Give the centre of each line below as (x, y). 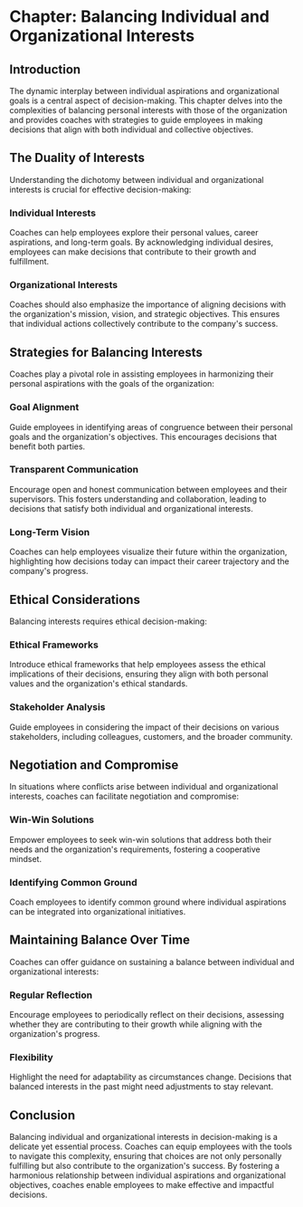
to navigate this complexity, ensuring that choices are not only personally (146, 1156)
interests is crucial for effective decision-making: (100, 189)
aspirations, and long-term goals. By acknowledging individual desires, (142, 243)
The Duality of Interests (77, 158)
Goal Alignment (44, 407)
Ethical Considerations (75, 599)
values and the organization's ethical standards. (99, 684)
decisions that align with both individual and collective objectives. (132, 129)
